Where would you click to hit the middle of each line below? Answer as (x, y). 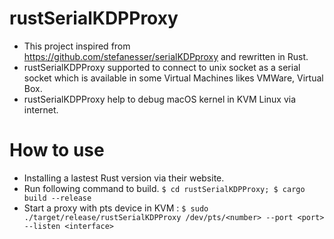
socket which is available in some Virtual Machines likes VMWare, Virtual (173, 78)
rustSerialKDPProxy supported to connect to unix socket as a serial (162, 67)
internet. (41, 109)
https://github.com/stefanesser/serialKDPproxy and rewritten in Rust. (166, 56)
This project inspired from (77, 46)
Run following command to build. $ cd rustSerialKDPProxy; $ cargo (164, 188)
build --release (57, 198)
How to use (57, 150)
